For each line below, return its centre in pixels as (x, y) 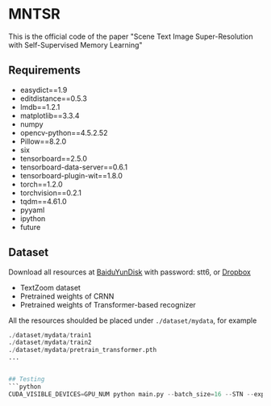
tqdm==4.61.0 (43, 201)
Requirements (44, 71)
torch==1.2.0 (41, 184)
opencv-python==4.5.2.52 (64, 132)
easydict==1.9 (44, 90)
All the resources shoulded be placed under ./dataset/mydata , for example (133, 320)
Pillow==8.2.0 (43, 141)
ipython (33, 218)
